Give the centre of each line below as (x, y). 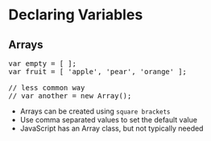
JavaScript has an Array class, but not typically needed (112, 128)
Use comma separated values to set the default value (108, 120)
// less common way (47, 87)
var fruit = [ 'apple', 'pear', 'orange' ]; (98, 71)
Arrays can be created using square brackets (95, 111)
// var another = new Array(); (70, 95)
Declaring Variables (76, 15)
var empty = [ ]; (42, 63)
